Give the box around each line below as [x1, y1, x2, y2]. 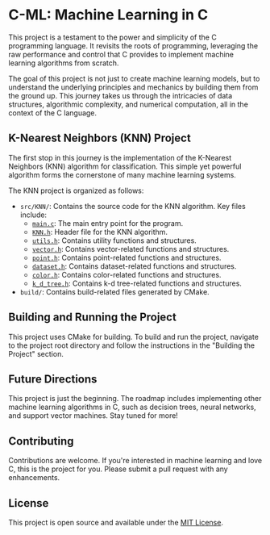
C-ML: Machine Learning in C [8, 6, 209, 24]
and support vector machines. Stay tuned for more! [8, 411, 179, 420]
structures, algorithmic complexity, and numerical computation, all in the [8, 99, 248, 109]
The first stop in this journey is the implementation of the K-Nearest [8, 153, 232, 162]
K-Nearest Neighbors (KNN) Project [8, 132, 191, 145]
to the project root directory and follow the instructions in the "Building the [8, 341, 255, 350]
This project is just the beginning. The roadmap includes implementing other [8, 394, 262, 403]
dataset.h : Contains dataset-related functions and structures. [31, 261, 237, 271]
